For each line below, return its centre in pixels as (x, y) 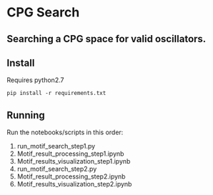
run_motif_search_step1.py (56, 146)
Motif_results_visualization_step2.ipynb (74, 184)
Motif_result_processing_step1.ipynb (70, 154)
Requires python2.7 (35, 80)
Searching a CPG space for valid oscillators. (106, 39)
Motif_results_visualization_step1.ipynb (74, 161)
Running (26, 115)
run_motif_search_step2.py (57, 169)
